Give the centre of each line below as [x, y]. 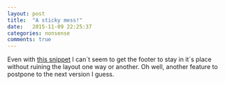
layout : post [26, 14]
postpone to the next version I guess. [61, 75]
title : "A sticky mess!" [45, 20]
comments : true [29, 40]
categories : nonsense [39, 33]
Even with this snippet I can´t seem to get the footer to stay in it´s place [109, 59]
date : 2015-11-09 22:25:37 [50, 26]
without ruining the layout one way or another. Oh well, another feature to [112, 67]
